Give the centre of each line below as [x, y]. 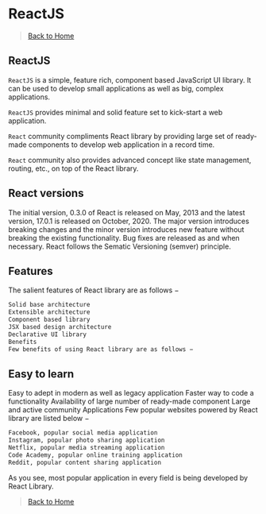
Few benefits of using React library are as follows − [101, 349]
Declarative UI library [48, 334]
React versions [46, 193]
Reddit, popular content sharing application [85, 462]
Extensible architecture [49, 312]
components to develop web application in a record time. [121, 145]
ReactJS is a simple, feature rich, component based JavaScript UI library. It [130, 79]
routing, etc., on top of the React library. [73, 168]
